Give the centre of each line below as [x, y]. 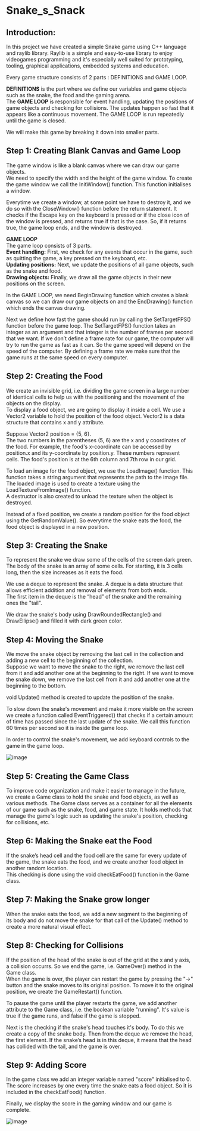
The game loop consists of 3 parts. [49, 245]
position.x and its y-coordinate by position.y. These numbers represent [93, 453]
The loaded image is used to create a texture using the [73, 483]
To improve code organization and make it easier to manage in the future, [96, 791]
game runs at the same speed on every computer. [67, 357]
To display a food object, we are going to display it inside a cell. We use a [96, 409]
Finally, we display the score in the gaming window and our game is [89, 1104]
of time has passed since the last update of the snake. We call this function [98, 722]
